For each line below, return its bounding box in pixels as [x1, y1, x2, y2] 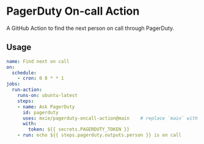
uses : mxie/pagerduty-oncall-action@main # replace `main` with [22, 115, 199, 121]
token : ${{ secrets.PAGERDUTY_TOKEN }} [28, 126, 130, 132]
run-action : [12, 87, 43, 93]
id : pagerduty [22, 109, 59, 115]
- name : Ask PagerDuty [17, 104, 75, 110]
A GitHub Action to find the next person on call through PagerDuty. [6, 24, 175, 32]
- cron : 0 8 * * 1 [17, 75, 64, 82]
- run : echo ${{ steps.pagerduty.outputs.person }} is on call [17, 132, 182, 139]
